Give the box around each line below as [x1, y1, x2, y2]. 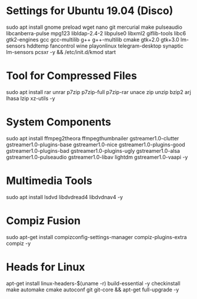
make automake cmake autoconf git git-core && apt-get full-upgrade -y [6, 286, 179, 293]
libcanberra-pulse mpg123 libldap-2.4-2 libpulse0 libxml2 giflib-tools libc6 [6, 29, 186, 36]
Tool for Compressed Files [6, 69, 137, 83]
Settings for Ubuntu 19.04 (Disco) [6, 4, 173, 18]
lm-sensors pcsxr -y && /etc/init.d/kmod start [6, 48, 116, 55]
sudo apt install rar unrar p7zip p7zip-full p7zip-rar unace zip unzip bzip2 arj [6, 88, 191, 95]
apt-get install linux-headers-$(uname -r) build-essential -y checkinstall [6, 280, 181, 287]
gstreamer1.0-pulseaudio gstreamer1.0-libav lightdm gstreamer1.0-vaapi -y [6, 153, 188, 160]
